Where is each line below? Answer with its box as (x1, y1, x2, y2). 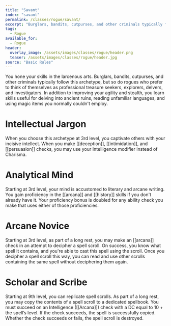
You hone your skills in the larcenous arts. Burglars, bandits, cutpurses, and (5, 73, 164, 79)
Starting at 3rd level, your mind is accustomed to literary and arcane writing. (5, 186, 165, 193)
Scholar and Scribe (5, 277, 88, 288)
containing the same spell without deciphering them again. (5, 259, 128, 265)
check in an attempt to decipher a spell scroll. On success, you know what (5, 242, 161, 249)
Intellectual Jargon (5, 118, 87, 130)
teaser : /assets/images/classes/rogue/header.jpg (10, 55, 117, 60)
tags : (5, 26, 17, 32)
